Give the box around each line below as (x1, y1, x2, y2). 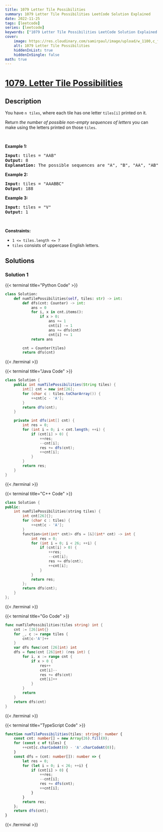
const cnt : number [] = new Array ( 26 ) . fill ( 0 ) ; (14, 736, 110, 741)
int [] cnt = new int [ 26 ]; (22, 387, 75, 392)
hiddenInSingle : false (14, 52, 60, 57)
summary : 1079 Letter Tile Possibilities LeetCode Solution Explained (5, 12, 151, 17)
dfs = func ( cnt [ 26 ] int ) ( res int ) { (14, 650, 90, 655)
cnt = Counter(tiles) (22, 346, 66, 351)
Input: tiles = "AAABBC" (5, 181, 64, 187)
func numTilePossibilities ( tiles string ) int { (5, 622, 103, 627)
